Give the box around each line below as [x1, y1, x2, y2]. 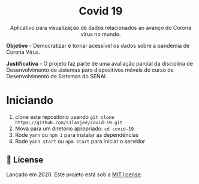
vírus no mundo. [80, 30, 121, 38]
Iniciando [6, 94, 54, 108]
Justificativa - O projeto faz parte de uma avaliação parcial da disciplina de [6, 60, 194, 67]
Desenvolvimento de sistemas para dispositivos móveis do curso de [6, 66, 174, 73]
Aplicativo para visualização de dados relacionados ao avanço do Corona [10, 24, 192, 31]
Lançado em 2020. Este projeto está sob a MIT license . [6, 171, 143, 178]
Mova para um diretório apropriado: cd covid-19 [14, 125, 134, 132]
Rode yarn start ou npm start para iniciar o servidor [14, 137, 146, 145]
